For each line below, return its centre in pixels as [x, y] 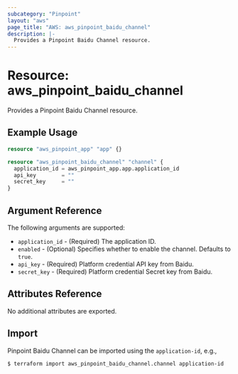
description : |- [31, 34]
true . [25, 256]
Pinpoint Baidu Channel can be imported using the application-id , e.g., [112, 351]
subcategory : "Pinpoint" [44, 14]
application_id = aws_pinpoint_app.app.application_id [97, 169]
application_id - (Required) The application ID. [87, 241]
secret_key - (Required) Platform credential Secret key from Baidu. [115, 272]
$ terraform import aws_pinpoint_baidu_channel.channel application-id [115, 363]
